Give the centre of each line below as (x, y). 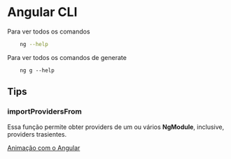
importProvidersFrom (44, 112)
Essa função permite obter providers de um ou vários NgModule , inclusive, (116, 127)
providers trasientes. (37, 134)
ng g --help (37, 70)
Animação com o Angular (44, 148)
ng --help (34, 44)
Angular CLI (42, 12)
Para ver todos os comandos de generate (67, 57)
